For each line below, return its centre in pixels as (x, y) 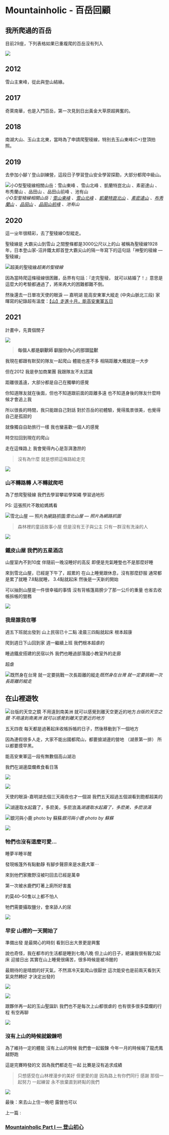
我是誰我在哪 (21, 620)
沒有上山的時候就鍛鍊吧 (33, 1036)
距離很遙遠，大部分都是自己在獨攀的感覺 (47, 382)
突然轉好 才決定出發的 (32, 976)
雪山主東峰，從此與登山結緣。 (36, 82)
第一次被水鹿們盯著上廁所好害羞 (38, 885)
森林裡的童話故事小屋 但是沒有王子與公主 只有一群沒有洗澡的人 (83, 527)
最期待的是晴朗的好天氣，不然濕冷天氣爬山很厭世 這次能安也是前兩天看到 (81, 970)
